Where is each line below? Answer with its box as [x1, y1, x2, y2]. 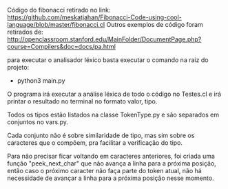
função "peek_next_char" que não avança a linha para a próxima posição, [7, 159, 217, 168]
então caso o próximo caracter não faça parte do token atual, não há [7, 167, 202, 175]
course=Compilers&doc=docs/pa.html [7, 43, 116, 50]
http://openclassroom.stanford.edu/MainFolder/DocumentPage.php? [7, 35, 202, 43]
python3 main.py [17, 77, 65, 85]
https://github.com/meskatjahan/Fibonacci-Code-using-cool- [7, 13, 183, 21]
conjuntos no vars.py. [7, 118, 69, 126]
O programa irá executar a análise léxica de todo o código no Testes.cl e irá [7, 90, 222, 98]
